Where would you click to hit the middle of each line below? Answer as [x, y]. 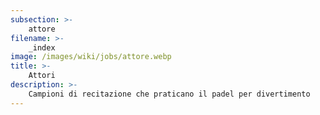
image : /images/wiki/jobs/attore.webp [91, 57]
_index [42, 47]
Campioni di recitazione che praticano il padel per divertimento [169, 94]
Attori [42, 76]
